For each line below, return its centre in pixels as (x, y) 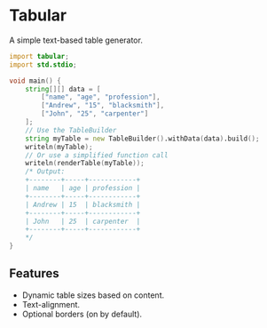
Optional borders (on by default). (82, 314)
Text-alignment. (51, 304)
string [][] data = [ (63, 89)
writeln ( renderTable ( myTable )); (85, 164)
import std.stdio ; (43, 64)
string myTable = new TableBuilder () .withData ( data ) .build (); (142, 139)
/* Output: (45, 172)
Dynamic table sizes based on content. (93, 295)
